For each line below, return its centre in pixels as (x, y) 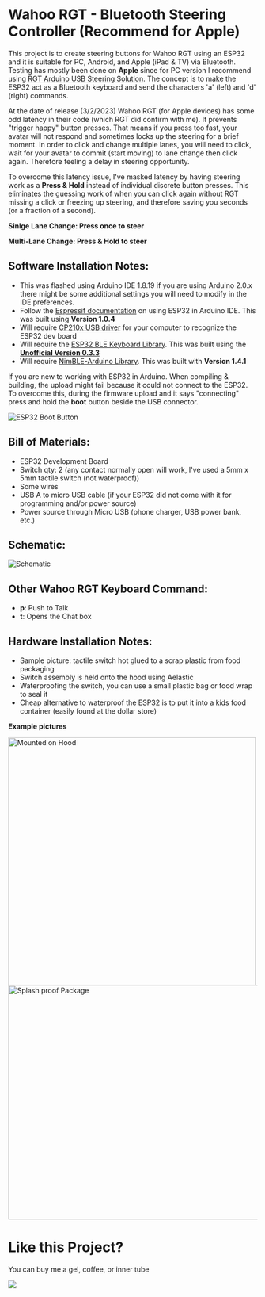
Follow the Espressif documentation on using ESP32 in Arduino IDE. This (138, 310)
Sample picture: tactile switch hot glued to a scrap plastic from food (130, 660)
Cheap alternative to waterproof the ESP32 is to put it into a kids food (133, 702)
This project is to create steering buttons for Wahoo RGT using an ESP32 (127, 53)
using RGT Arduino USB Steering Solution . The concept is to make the (122, 78)
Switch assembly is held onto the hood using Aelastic (106, 677)
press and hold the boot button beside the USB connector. (104, 401)
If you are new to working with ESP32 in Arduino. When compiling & (119, 376)
